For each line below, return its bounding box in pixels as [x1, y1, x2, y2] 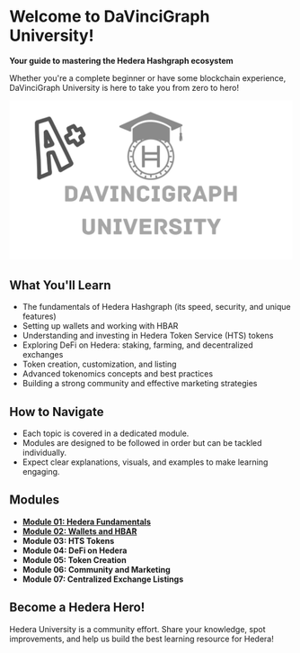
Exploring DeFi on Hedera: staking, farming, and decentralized [22, 340, 253, 350]
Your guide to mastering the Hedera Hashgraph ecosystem [9, 55, 234, 66]
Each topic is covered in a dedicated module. [22, 428, 190, 439]
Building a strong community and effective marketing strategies [22, 378, 258, 389]
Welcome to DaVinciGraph [9, 6, 210, 27]
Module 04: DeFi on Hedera [22, 545, 128, 556]
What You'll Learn [9, 277, 111, 293]
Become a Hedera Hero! [9, 600, 146, 615]
